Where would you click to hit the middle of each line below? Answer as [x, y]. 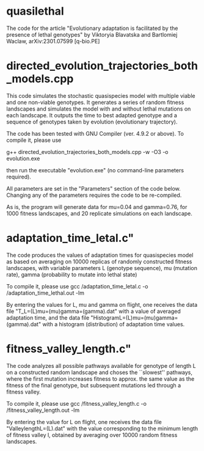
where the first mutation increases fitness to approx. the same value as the [100, 379]
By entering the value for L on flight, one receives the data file [84, 422]
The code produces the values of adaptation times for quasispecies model [100, 255]
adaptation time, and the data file [48, 317]
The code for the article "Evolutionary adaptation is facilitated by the [92, 28]
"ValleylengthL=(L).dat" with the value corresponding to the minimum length [102, 428]
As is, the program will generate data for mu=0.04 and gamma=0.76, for [97, 207]
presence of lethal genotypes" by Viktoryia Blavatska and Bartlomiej [92, 34]
